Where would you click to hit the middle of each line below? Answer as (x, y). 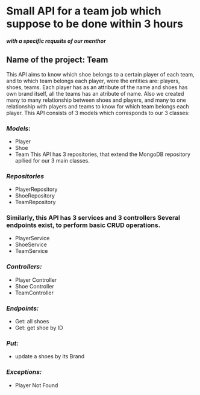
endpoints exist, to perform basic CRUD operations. (83, 225)
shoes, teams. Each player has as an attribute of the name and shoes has (97, 87)
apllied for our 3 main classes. (52, 160)
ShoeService (31, 244)
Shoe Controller (34, 286)
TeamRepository (35, 202)
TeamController (34, 293)
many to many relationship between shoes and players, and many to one (96, 100)
